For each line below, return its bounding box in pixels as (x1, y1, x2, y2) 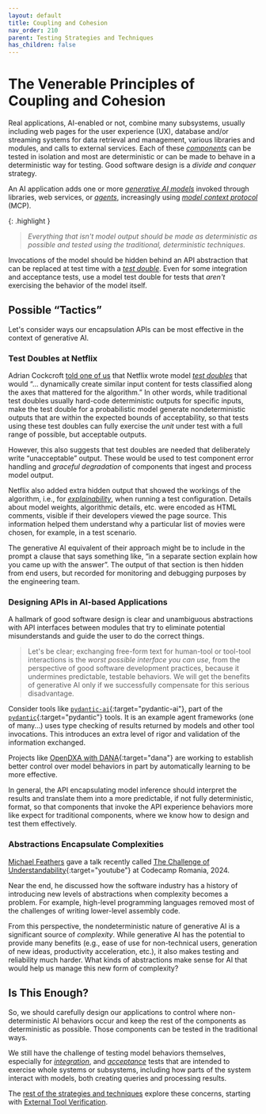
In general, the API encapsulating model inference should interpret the (8, 785, 237, 795)
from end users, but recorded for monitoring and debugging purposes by (8, 568, 247, 578)
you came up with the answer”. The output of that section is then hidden (8, 560, 244, 570)
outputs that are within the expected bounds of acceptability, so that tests (8, 413, 249, 422)
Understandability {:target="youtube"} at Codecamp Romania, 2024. (8, 865, 230, 875)
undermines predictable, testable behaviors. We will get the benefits (27, 672, 251, 681)
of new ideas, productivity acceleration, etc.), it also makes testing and (8, 946, 239, 956)
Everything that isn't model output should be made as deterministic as (27, 231, 258, 242)
